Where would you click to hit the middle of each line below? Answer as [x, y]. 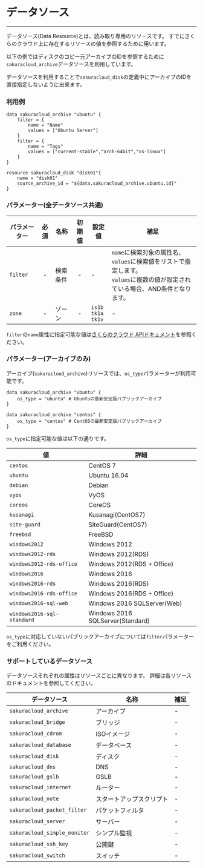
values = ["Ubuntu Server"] [63, 131]
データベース [114, 746]
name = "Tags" [46, 147]
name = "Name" [46, 125]
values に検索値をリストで [148, 261]
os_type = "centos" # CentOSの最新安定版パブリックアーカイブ [89, 421]
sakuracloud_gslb [34, 777]
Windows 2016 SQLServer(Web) [135, 603]
